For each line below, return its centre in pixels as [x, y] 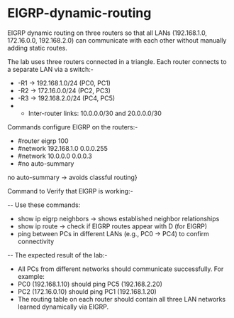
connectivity [36, 241]
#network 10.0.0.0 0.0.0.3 [55, 156]
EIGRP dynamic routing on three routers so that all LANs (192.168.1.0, [107, 33]
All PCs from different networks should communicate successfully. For [121, 269]
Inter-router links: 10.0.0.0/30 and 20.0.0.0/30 [95, 113]
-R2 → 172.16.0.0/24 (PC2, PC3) [64, 90]
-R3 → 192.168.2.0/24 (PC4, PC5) [66, 98]
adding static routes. [37, 48]
